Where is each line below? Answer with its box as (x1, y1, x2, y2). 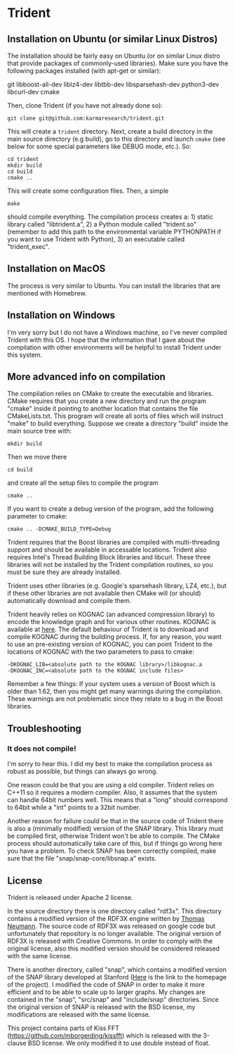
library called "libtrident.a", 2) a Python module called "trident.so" (7, 220, 197, 228)
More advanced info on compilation (7, 371, 166, 383)
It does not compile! (7, 744, 76, 754)
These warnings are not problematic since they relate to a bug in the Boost (7, 694, 223, 703)
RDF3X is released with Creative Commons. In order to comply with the (7, 936, 213, 945)
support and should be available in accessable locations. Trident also (7, 545, 207, 554)
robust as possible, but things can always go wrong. (7, 767, 158, 775)
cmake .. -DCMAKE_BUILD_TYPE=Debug (7, 526, 112, 533)
